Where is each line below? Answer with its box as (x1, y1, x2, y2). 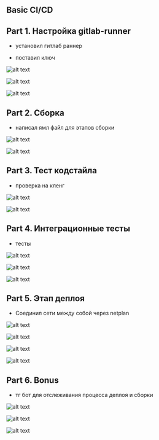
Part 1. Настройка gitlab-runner (6, 26, 131, 36)
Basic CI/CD (6, 5, 53, 15)
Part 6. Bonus (6, 375, 60, 385)
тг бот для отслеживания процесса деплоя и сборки (15, 391, 153, 399)
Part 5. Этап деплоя (6, 293, 85, 304)
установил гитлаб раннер (15, 42, 83, 50)
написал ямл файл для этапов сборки (15, 124, 115, 132)
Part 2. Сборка (6, 108, 64, 118)
